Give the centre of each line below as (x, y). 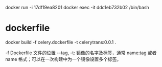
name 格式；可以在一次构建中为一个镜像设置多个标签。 (63, 59)
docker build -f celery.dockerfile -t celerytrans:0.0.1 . (61, 42)
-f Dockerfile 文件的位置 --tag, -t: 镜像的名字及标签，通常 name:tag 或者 (81, 53)
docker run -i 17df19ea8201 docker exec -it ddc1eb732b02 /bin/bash (77, 7)
